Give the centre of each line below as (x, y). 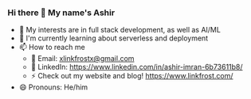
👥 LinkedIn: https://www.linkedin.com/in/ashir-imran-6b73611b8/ (137, 67)
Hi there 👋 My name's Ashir (61, 13)
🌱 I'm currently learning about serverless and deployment (114, 38)
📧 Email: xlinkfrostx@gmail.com (82, 59)
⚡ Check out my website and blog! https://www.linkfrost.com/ (132, 76)
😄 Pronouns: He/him (53, 87)
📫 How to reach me (52, 48)
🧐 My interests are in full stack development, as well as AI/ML (120, 30)
